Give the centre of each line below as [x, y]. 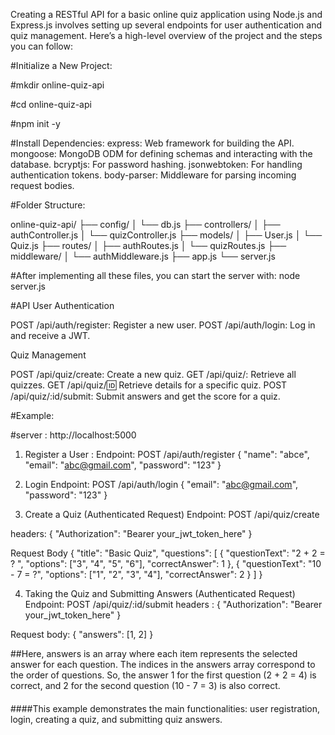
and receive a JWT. [50, 335]
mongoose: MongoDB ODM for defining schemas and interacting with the [161, 153]
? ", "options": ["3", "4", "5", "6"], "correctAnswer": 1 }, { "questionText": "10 [166, 563]
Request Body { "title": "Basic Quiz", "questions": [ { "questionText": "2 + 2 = [168, 553]
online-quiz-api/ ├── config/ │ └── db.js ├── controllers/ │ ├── [145, 224]
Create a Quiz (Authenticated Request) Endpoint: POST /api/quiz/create [172, 514]
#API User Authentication [62, 305]
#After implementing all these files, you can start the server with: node [155, 275]
